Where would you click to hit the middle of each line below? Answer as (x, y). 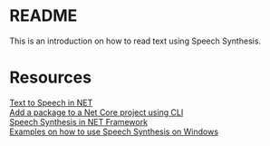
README (43, 16)
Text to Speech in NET (51, 102)
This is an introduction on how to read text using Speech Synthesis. (135, 41)
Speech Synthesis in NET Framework (78, 122)
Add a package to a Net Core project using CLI (96, 112)
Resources (51, 78)
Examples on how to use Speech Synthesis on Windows (114, 131)
